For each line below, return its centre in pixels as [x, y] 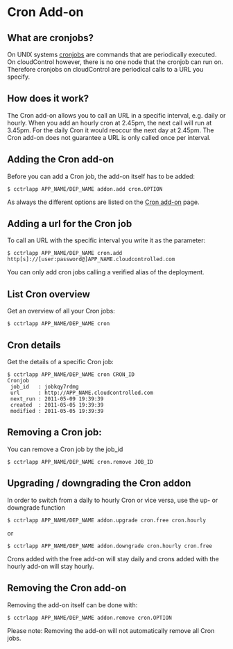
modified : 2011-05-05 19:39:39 [57, 412]
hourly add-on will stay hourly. [51, 566]
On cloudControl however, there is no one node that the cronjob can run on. [115, 62]
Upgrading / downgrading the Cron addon [99, 484]
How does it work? [48, 99]
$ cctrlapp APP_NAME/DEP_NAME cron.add [65, 253]
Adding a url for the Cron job [70, 224]
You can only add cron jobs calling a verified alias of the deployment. [106, 272]
